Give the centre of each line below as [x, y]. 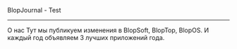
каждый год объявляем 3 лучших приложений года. [86, 37]
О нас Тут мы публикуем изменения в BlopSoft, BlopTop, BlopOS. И [108, 30]
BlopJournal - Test [34, 10]
